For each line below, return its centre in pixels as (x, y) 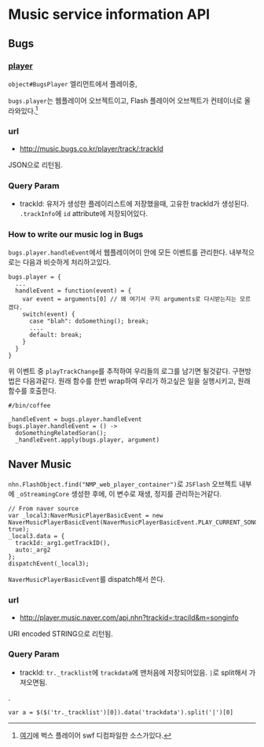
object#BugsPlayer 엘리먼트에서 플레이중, (73, 83)
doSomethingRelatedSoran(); (61, 434)
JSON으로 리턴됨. (35, 165)
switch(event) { (49, 315)
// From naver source (44, 509)
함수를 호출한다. (33, 391)
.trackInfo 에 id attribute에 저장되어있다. (83, 214)
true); (19, 529)
